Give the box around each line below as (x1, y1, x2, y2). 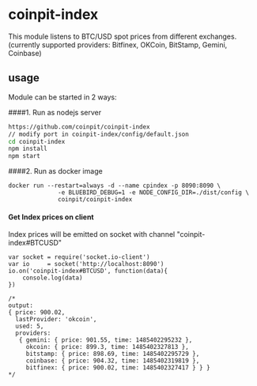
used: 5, (15, 322, 44, 331)
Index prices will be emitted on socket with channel (8, 230, 176, 239)
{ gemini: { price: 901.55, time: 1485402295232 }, (18, 336, 193, 344)
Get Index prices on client (8, 212, 94, 222)
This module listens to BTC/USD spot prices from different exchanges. (8, 32, 237, 41)
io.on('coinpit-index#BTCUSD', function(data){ (8, 267, 168, 275)
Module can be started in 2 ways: (8, 92, 117, 102)
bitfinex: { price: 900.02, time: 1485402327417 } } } (25, 364, 211, 372)
